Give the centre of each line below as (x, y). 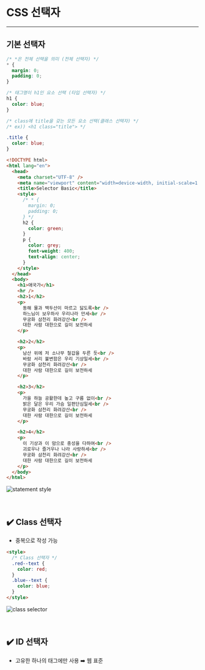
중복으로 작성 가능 (36, 541)
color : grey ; (45, 245)
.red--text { (28, 564)
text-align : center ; (54, 257)
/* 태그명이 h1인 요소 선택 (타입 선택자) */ (56, 93)
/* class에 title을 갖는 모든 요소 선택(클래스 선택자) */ (73, 121)
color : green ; (46, 228)
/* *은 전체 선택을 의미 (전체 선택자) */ (53, 59)
